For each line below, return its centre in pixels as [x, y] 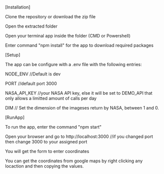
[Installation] [18, 7]
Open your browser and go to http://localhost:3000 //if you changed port [79, 137]
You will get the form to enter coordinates [47, 151]
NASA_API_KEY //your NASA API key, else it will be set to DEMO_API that [79, 93]
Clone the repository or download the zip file [50, 17]
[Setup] [13, 55]
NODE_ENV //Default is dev [33, 74]
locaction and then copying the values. [44, 166]
